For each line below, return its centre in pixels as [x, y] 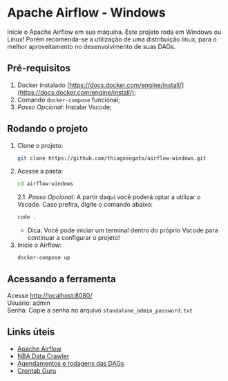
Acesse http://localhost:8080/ [50, 296]
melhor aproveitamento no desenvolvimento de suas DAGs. [92, 46]
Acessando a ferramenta [61, 279]
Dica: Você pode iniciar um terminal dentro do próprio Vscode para [123, 230]
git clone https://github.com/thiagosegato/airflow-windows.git [112, 158]
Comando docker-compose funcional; [69, 100]
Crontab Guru [37, 371]
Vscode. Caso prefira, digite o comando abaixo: [85, 205]
